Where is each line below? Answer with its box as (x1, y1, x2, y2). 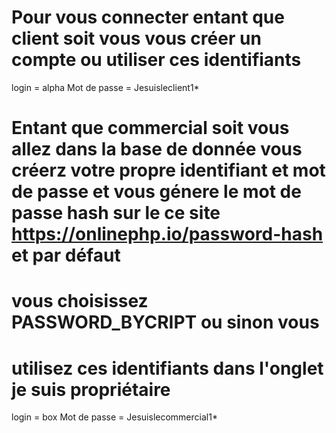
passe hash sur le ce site (11, 202, 221, 225)
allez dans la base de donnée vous (11, 138, 303, 161)
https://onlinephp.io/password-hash (11, 223, 324, 246)
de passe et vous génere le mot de (11, 181, 302, 203)
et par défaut (11, 244, 121, 267)
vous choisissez (11, 290, 149, 313)
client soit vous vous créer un (11, 27, 262, 50)
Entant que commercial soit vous (11, 117, 290, 140)
